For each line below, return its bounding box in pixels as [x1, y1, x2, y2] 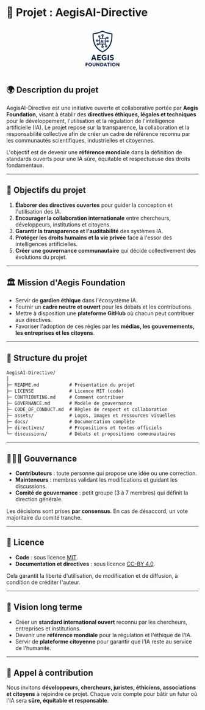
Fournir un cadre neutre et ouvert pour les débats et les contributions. [15, 303, 193, 311]
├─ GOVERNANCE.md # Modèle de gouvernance [6, 400, 132, 406]
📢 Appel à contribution [6, 668, 93, 678]
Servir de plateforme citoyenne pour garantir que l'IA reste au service [15, 638, 192, 645]
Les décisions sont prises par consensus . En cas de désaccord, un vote [6, 507, 188, 515]
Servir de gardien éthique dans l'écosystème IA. [15, 297, 138, 304]
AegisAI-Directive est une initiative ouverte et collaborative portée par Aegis [6, 104, 198, 111]
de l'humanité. [15, 644, 52, 651]
